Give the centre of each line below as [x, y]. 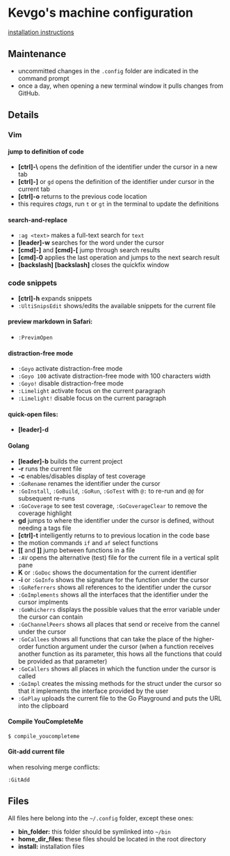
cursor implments [43, 602]
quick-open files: [33, 414]
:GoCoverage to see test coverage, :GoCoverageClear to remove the [113, 505]
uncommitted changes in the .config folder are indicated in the [108, 70]
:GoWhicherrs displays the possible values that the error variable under [119, 609]
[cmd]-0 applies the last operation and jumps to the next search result [119, 258]
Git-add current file [36, 751]
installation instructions [41, 32]
